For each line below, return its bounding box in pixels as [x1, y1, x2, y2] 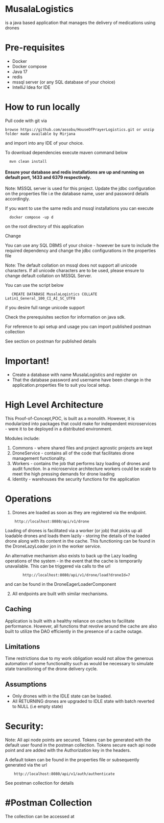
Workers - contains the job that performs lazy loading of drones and [12, 460, 150, 466]
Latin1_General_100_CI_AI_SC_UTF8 [5, 296, 76, 301]
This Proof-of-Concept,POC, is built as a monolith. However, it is [5, 415, 135, 421]
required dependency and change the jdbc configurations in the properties [5, 248, 156, 253]
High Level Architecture [5, 399, 104, 410]
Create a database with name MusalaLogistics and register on [12, 372, 137, 377]
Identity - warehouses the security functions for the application [12, 476, 140, 482]
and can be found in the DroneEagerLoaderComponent [5, 581, 117, 587]
